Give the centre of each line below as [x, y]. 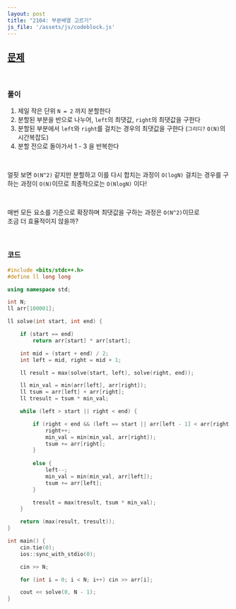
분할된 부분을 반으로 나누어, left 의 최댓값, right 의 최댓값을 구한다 [109, 120]
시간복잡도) [33, 138]
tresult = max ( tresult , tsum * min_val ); [95, 502]
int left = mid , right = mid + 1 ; [71, 360]
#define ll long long [39, 277]
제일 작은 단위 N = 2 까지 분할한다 [64, 111]
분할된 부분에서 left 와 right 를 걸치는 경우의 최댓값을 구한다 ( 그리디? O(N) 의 [122, 128]
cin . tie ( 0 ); [37, 548]
